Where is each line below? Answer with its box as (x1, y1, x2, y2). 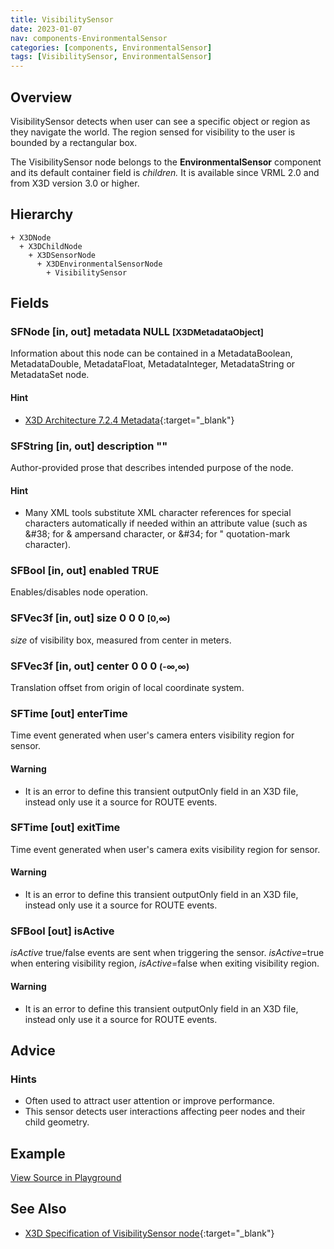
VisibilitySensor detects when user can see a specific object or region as (10, 115, 311, 127)
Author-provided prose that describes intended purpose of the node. (10, 461, 294, 473)
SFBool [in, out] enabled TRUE (10, 564, 160, 578)
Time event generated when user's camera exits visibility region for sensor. (10, 843, 321, 855)
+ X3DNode (10, 232, 52, 243)
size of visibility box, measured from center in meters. (10, 634, 232, 646)
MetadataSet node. (10, 369, 90, 381)
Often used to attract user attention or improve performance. (24, 1095, 275, 1107)
